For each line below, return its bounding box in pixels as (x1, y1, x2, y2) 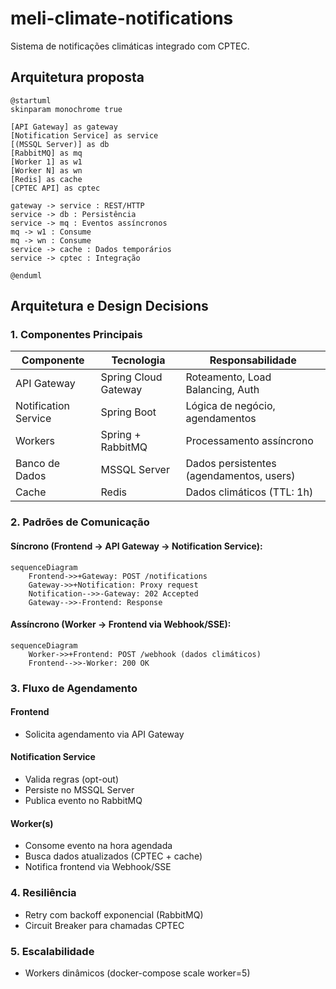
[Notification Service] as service (10, 130, 159, 141)
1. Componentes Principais (10, 328, 143, 342)
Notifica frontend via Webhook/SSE (24, 861, 172, 873)
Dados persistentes (185, 457, 277, 471)
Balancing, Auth (185, 383, 260, 397)
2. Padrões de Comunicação (10, 515, 150, 529)
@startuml (10, 95, 52, 106)
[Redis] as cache (10, 174, 83, 184)
